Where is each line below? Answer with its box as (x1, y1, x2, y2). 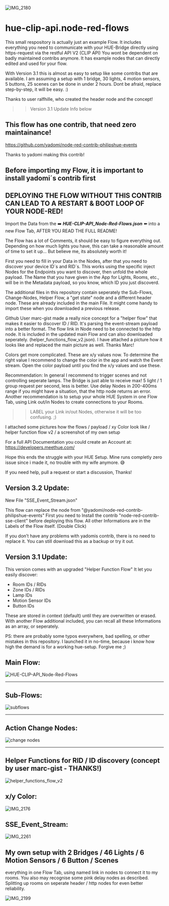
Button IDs (12, 602, 35, 609)
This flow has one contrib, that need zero (5, 120, 137, 129)
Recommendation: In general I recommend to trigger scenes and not (5, 372, 147, 378)
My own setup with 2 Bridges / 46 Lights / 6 (5, 848, 144, 857)
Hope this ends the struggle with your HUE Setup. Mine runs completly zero (5, 454, 162, 460)
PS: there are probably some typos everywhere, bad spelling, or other (5, 633, 150, 639)
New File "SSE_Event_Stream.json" (5, 497, 78, 503)
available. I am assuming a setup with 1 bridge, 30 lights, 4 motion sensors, (5, 76, 161, 82)
